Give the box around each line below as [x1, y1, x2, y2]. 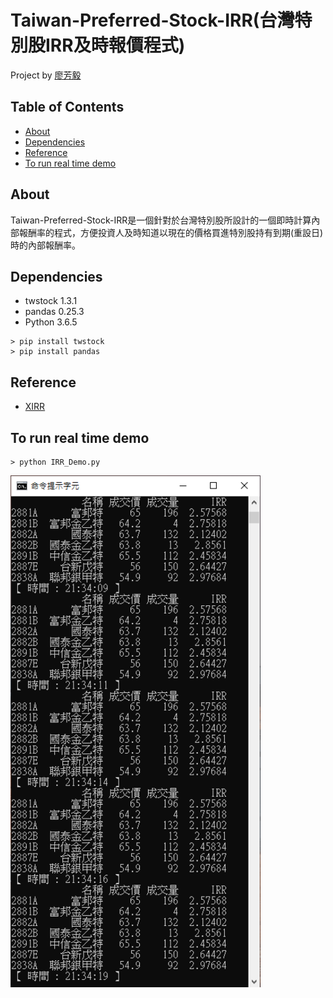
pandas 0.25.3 [24, 306, 85, 318]
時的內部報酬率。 [10, 239, 81, 251]
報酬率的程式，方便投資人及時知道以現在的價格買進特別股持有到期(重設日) [18, 226, 324, 238]
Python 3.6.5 [24, 316, 78, 328]
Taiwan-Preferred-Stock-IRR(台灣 [10, 9, 295, 32]
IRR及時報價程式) [45, 34, 186, 57]
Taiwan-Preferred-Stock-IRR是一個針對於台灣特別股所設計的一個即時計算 [10, 214, 312, 226]
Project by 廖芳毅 [10, 69, 82, 81]
